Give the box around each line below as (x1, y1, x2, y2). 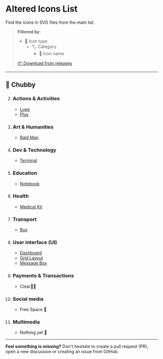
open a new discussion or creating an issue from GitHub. (5, 349, 119, 355)
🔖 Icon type (24, 38, 48, 44)
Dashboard (19, 250, 42, 256)
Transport (12, 216, 37, 222)
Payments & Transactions (12, 272, 74, 279)
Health (12, 193, 29, 200)
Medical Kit (19, 203, 43, 209)
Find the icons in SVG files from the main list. (5, 19, 95, 25)
